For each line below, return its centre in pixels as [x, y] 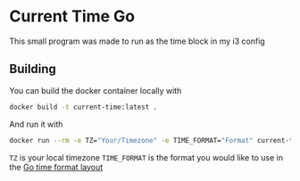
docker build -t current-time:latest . [83, 107]
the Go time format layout [56, 167]
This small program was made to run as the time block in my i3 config [137, 41]
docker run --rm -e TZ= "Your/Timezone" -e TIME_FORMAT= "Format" [131, 140]
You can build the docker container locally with [96, 90]
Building [33, 69]
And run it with [36, 124]
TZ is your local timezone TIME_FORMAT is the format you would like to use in [146, 157]
